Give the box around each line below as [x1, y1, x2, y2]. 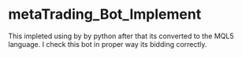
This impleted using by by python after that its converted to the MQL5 [8, 31, 234, 41]
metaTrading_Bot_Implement [8, 5, 202, 23]
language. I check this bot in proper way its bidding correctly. [8, 39, 207, 48]
